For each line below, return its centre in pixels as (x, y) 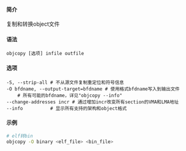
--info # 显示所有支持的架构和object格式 (67, 108)
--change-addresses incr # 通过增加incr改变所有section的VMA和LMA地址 (93, 102)
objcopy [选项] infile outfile (45, 54)
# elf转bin (20, 136)
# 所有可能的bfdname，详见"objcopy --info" (70, 95)
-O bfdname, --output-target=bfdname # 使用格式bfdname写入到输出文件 (93, 89)
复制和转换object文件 (33, 24)
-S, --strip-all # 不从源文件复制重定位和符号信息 (65, 83)
